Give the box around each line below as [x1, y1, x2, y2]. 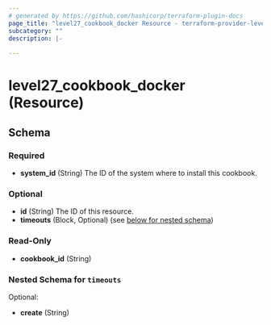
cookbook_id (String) [19, 253, 92, 263]
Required [8, 150, 45, 161]
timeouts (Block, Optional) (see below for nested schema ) [19, 215, 214, 225]
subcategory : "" [8, 27, 63, 35]
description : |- [8, 34, 63, 43]
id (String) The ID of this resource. [19, 206, 135, 216]
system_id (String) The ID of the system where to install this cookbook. [19, 169, 258, 177]
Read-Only [8, 235, 52, 247]
